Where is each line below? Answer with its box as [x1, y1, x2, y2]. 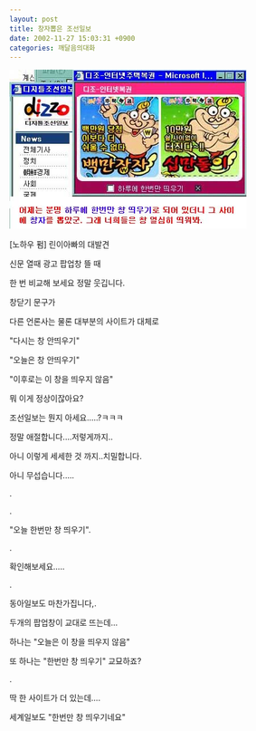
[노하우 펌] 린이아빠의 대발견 [9, 239, 110, 250]
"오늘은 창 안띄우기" [9, 354, 80, 366]
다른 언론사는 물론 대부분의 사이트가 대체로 [9, 316, 160, 327]
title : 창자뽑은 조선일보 [9, 24, 92, 34]
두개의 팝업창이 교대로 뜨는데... [9, 617, 119, 629]
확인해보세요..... [9, 562, 65, 572]
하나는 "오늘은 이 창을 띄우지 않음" [9, 637, 131, 648]
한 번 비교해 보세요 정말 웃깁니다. [9, 277, 126, 289]
